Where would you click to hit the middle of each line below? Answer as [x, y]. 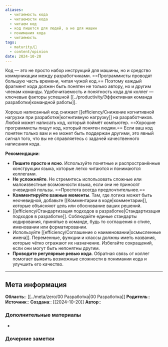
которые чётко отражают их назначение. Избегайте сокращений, [83, 243]
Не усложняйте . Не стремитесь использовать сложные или [77, 179]
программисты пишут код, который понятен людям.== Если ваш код [79, 128]
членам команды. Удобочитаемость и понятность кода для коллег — [79, 92]
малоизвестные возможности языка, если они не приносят [76, 184]
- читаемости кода [29, 19]
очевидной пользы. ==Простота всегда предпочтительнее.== [79, 190]
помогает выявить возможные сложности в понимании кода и [79, 259]
